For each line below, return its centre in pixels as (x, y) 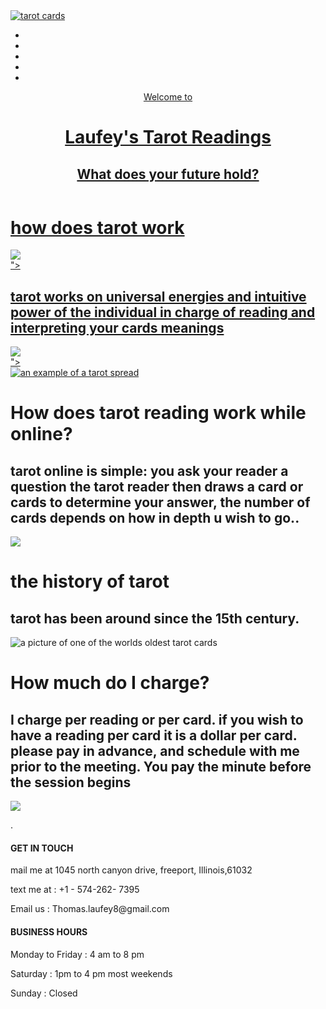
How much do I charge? (110, 683)
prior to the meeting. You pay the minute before (161, 766)
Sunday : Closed (44, 993)
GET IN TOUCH (42, 848)
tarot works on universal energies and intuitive (158, 296)
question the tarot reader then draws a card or (157, 486)
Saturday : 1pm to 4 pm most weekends (91, 973)
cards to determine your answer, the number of (160, 502)
